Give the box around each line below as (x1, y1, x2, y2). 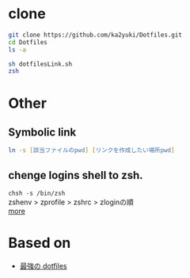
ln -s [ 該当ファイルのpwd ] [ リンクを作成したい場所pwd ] (8, 147, 175, 154)
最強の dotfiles (19, 261, 67, 270)
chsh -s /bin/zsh (8, 189, 66, 197)
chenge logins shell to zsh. (8, 168, 144, 182)
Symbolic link (8, 125, 77, 139)
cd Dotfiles (8, 38, 47, 46)
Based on (8, 234, 71, 252)
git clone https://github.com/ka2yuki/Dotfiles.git (8, 31, 182, 39)
